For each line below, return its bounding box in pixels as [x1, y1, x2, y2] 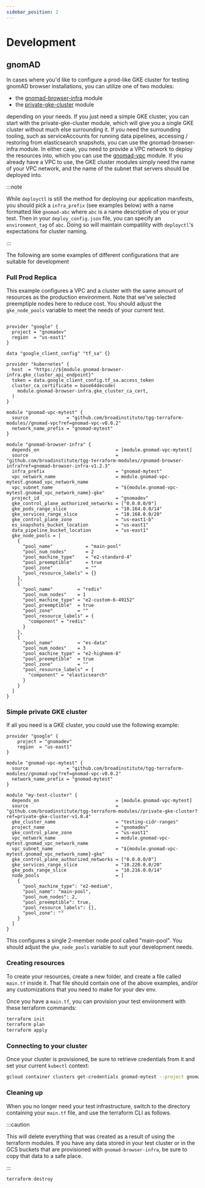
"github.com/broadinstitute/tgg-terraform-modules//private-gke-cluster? [6, 808, 198, 814]
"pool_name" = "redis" [22, 586, 103, 592]
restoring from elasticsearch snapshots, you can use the [6, 138, 148, 146]
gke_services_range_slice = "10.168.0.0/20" [12, 511, 163, 517]
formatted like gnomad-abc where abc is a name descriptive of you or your [6, 208, 189, 215]
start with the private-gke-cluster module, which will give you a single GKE [6, 119, 194, 126]
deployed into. [6, 171, 43, 178]
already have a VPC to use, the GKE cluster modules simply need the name [6, 158, 195, 165]
